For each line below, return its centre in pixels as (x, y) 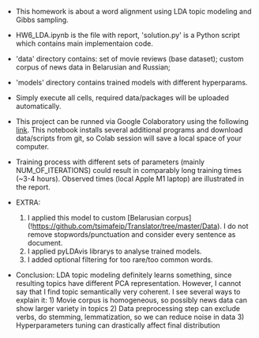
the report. (33, 187)
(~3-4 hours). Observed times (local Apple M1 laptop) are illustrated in (130, 178)
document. (45, 243)
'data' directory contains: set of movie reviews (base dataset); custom (129, 59)
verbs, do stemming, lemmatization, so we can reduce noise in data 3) (130, 317)
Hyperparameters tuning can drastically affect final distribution (118, 325)
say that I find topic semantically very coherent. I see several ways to (128, 292)
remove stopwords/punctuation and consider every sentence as (131, 235)
